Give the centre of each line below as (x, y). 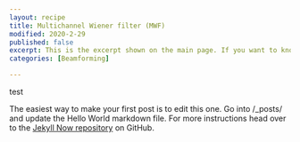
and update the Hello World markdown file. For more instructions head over (148, 118)
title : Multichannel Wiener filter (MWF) (87, 26)
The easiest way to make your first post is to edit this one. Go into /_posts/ (146, 109)
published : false (42, 42)
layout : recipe (37, 17)
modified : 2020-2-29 (48, 34)
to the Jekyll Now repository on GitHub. (82, 128)
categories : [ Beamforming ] (59, 59)
